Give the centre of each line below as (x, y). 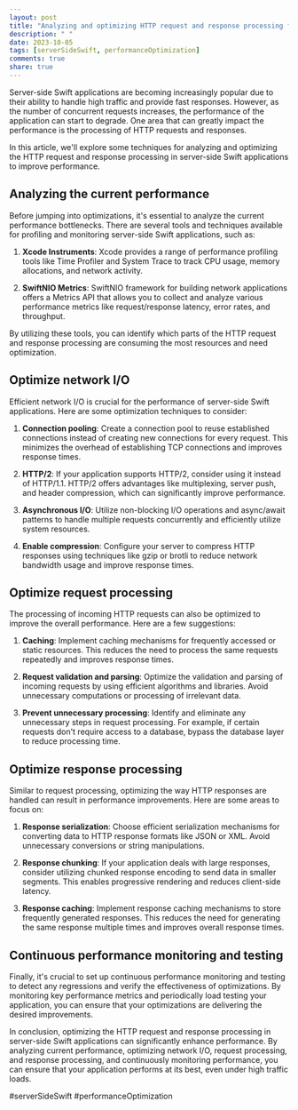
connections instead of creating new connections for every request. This (155, 437)
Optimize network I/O (70, 380)
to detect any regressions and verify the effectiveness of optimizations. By (145, 986)
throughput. (43, 315)
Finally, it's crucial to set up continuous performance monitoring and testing (147, 976)
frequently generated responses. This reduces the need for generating (151, 918)
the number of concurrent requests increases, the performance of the (137, 111)
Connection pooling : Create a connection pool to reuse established (146, 428)
